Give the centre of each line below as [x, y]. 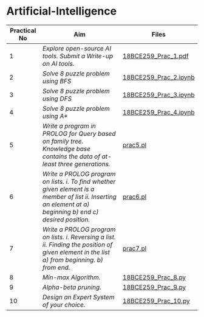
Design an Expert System [78, 297]
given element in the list [76, 252]
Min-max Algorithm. [71, 277]
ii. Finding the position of [77, 245]
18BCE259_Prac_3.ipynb [158, 94]
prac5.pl [134, 145]
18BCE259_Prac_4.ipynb [158, 112]
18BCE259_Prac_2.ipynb [158, 77]
